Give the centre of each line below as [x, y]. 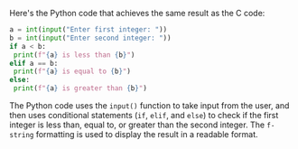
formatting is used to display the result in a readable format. [147, 134]
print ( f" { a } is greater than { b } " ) [80, 88]
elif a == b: [34, 63]
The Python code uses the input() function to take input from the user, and [149, 106]
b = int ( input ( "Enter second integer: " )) [90, 38]
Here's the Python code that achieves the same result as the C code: [137, 13]
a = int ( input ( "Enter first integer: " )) [88, 30]
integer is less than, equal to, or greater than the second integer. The [137, 125]
